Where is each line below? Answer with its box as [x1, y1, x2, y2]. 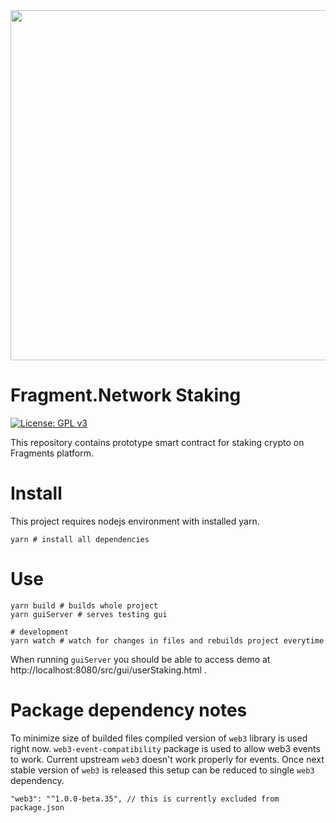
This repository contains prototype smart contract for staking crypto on [10, 436, 305, 448]
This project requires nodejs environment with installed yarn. [10, 515, 260, 527]
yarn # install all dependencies [10, 534, 150, 544]
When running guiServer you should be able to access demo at [10, 653, 271, 665]
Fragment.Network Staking [10, 384, 242, 407]
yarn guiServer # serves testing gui [10, 609, 168, 619]
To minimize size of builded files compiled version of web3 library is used [10, 732, 308, 744]
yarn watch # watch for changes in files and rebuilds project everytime [10, 635, 325, 646]
